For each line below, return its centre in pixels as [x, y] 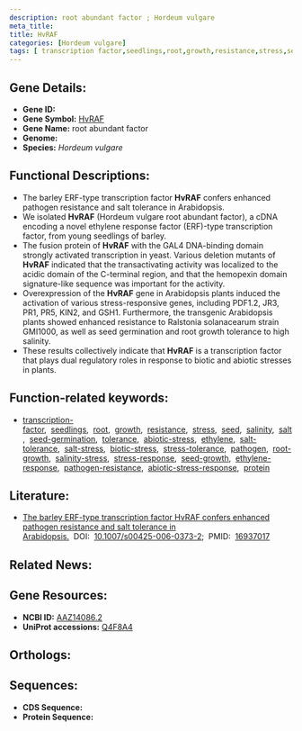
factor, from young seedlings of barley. [94, 236]
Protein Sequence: [58, 717]
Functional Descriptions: [80, 176]
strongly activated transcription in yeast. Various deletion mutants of [149, 255]
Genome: [40, 138]
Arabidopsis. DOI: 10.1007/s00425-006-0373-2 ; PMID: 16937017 [146, 537]
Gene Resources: [58, 596]
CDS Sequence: [53, 707]
